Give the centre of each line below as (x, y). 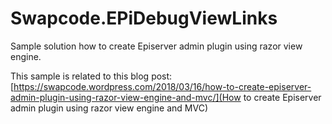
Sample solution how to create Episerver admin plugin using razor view (156, 46)
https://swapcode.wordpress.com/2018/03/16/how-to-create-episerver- (162, 86)
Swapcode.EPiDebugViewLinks (144, 18)
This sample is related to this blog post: (91, 76)
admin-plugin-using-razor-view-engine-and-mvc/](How (126, 97)
